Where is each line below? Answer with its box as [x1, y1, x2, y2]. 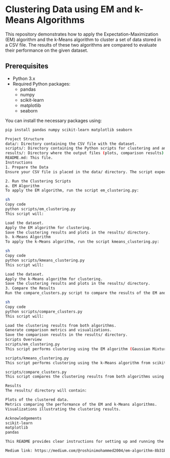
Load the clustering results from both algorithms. [5, 323, 116, 328]
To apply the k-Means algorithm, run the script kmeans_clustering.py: [5, 239, 159, 244]
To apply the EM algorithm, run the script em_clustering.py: [5, 188, 139, 193]
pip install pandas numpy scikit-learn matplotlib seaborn [5, 127, 133, 132]
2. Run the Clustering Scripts [5, 178, 71, 183]
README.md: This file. [5, 156, 53, 161]
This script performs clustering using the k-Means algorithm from [5, 360, 151, 365]
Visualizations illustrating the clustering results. [5, 406, 121, 411]
